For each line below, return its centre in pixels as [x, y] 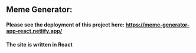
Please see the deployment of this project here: [66, 24]
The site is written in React [39, 44]
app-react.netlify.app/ [34, 31]
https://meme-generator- [158, 24]
